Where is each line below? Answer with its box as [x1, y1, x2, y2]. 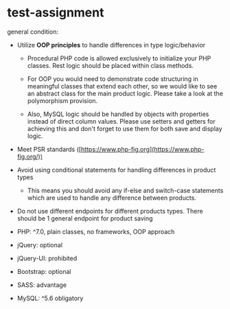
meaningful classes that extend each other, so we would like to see [27, 82, 218, 90]
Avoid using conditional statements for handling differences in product [16, 165, 216, 174]
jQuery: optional [16, 240, 63, 249]
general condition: [7, 27, 58, 36]
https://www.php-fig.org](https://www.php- [80, 145, 205, 153]
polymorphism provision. [27, 96, 98, 104]
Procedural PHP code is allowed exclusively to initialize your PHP [27, 54, 211, 62]
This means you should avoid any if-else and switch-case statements [27, 186, 224, 194]
